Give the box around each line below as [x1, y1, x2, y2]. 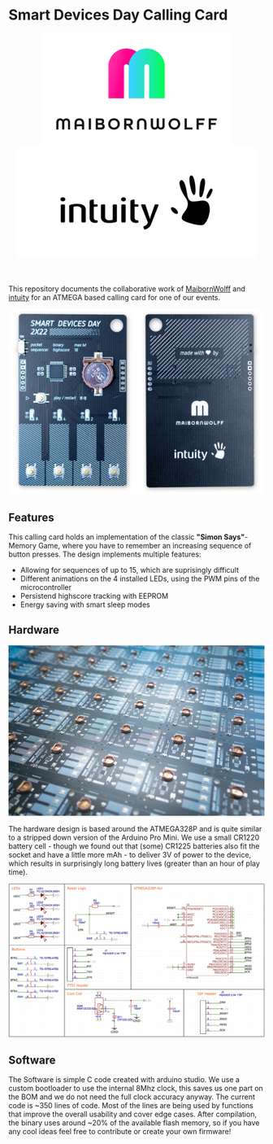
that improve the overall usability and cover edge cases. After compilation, [8, 1109, 258, 1119]
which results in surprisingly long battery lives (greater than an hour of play [8, 858, 260, 868]
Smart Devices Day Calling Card [8, 6, 228, 24]
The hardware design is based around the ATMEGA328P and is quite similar [8, 824, 262, 834]
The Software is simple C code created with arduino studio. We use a [8, 1074, 240, 1084]
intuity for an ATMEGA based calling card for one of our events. [8, 292, 221, 302]
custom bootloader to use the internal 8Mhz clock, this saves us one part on [8, 1083, 264, 1093]
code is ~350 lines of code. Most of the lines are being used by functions [8, 1100, 253, 1110]
